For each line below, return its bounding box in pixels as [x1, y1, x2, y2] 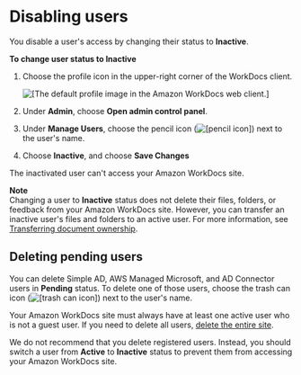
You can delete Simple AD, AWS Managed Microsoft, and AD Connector [9, 272, 275, 284]
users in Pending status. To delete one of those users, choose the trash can [9, 282, 290, 293]
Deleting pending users [9, 249, 144, 264]
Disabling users [9, 6, 128, 27]
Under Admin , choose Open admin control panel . [22, 105, 208, 116]
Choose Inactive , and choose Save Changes [22, 150, 190, 161]
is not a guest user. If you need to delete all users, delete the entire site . [9, 319, 274, 330]
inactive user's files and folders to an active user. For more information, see [9, 213, 289, 224]
